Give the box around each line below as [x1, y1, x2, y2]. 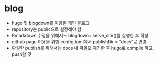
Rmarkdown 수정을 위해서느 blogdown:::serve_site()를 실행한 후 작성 [11, 32, 149, 38]
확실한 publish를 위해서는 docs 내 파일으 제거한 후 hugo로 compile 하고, [11, 45, 154, 51]
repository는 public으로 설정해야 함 [11, 26, 82, 32]
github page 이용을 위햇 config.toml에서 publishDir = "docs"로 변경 [11, 38, 147, 45]
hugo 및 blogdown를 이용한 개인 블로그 [11, 20, 90, 26]
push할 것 [11, 51, 32, 57]
